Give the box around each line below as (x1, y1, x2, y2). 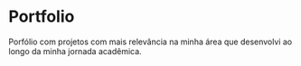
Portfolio (8, 6, 75, 27)
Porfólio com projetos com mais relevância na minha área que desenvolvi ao (8, 36, 293, 47)
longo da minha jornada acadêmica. (8, 45, 142, 56)
